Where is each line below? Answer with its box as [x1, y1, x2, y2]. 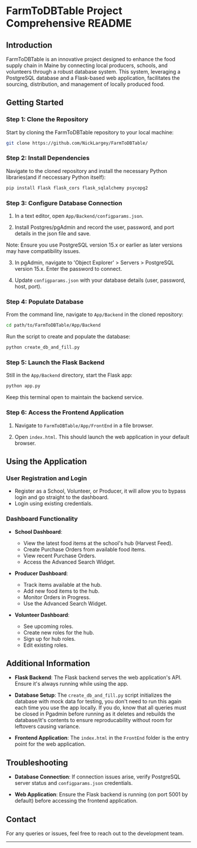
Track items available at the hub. [23, 581, 102, 588]
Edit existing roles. [23, 641, 68, 649]
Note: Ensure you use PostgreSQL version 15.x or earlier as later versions [6, 241, 183, 248]
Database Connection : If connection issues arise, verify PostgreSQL [14, 773, 181, 780]
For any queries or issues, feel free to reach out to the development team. [6, 830, 184, 837]
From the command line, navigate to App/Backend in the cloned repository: [6, 311, 184, 318]
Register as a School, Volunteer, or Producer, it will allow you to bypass [14, 487, 186, 495]
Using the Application [6, 456, 87, 466]
